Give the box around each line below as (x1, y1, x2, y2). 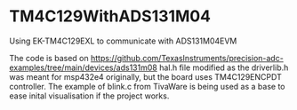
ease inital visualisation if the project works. (9, 90, 170, 101)
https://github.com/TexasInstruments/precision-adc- (90, 52, 285, 63)
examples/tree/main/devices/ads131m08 (9, 62, 157, 73)
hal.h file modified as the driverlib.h (158, 62, 289, 73)
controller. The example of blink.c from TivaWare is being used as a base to (9, 81, 286, 91)
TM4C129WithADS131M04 (9, 6, 212, 27)
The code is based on (9, 52, 89, 63)
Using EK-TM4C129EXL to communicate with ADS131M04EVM (9, 35, 237, 46)
